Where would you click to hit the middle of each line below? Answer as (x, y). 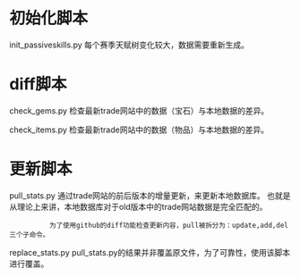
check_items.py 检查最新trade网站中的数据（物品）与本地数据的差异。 (139, 130)
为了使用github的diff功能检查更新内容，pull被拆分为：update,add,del (168, 225)
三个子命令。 (30, 235)
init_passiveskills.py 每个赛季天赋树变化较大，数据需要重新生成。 (129, 45)
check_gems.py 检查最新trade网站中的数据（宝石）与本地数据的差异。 (139, 110)
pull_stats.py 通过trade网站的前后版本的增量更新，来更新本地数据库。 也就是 (150, 195)
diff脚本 (38, 84)
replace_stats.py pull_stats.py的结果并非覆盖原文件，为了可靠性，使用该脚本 (150, 252)
